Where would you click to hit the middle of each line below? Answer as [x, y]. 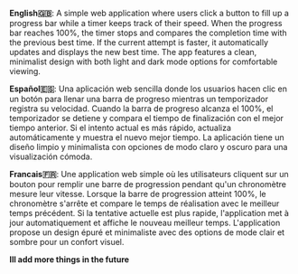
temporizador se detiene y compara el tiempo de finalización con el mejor [147, 118]
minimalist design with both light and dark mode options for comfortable [144, 61]
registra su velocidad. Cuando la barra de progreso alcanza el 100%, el [141, 109]
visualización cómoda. [51, 156]
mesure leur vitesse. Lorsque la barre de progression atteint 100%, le [138, 194]
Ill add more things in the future [69, 260]
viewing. [25, 71]
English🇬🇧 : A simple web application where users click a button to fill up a [149, 13]
